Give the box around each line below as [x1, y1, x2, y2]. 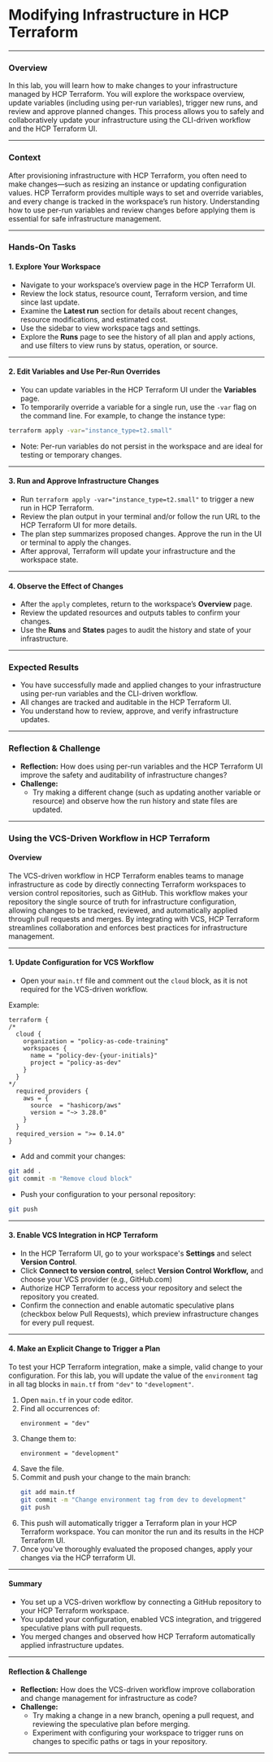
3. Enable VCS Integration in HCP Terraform [8, 1230, 158, 1240]
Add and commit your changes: [19, 1151, 126, 1161]
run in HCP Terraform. [19, 502, 95, 512]
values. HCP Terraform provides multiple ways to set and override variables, [8, 187, 264, 197]
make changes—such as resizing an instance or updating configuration [8, 179, 247, 189]
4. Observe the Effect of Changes [8, 581, 123, 591]
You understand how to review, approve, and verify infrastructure [19, 706, 239, 716]
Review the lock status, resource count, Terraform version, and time [19, 288, 248, 298]
